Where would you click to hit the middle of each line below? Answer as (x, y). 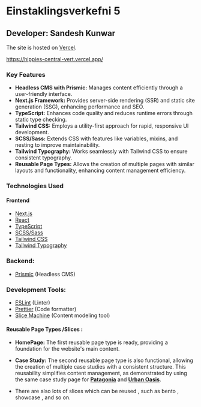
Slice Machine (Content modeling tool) (62, 315)
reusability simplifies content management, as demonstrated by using (101, 373)
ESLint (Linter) (32, 303)
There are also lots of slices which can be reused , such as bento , (97, 391)
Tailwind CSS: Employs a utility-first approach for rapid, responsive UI (102, 126)
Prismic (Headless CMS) (45, 274)
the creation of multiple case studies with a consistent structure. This (100, 367)
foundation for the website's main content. (67, 349)
